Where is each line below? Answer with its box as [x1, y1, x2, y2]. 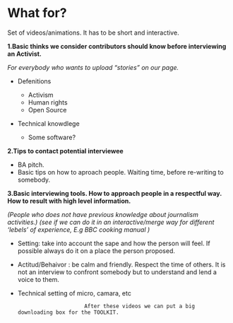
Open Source [28, 105, 67, 114]
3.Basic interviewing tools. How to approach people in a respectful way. [7, 189, 222, 197]
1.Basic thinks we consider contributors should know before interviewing [7, 42, 227, 50]
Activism [28, 90, 54, 99]
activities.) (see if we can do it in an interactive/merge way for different [7, 218, 215, 226]
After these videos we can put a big [84, 303, 196, 310]
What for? [7, 5, 67, 21]
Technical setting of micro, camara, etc [17, 288, 132, 298]
